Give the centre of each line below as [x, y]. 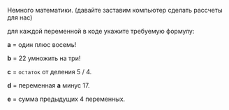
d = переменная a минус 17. [49, 85]
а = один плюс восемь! [42, 44]
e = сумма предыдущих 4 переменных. [66, 99]
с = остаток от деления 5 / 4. [50, 72]
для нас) [20, 18]
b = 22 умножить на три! [44, 58]
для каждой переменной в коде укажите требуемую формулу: [101, 31]
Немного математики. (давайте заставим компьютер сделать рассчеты [115, 10]
